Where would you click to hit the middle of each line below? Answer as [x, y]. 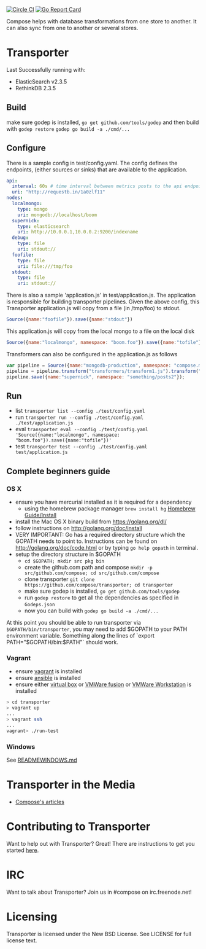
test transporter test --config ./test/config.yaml [81, 447]
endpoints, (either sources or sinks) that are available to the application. [97, 170]
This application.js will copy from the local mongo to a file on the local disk [101, 331]
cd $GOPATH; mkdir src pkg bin [64, 561]
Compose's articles [40, 802]
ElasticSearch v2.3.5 [41, 81]
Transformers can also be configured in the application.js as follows [92, 354]
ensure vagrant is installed [49, 671]
